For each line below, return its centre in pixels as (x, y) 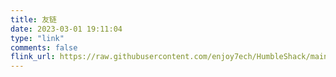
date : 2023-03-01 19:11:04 (66, 29)
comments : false (44, 47)
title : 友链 (33, 19)
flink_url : (33, 57)
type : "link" (37, 38)
